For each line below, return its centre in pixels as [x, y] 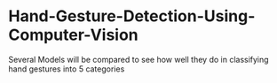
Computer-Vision [73, 35]
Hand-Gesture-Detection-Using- [132, 16]
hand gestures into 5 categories [67, 69]
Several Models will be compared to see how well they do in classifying [138, 59]
